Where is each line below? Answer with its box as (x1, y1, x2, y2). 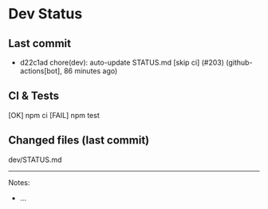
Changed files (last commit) (8, 133, 150, 148)
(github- (226, 57, 253, 67)
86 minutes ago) (63, 66, 118, 76)
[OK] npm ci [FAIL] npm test (8, 110, 100, 120)
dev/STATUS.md (8, 155, 62, 164)
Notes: (8, 177, 30, 187)
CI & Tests (8, 89, 60, 103)
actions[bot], (19, 66, 62, 76)
